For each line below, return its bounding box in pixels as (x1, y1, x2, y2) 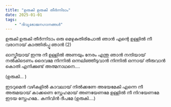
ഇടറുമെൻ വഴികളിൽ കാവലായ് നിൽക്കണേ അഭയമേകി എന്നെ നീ (5, 84, 143, 90)
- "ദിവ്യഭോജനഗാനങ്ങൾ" (14, 22, 63, 27)
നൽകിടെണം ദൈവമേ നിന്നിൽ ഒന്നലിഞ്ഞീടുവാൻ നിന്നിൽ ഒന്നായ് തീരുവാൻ (5, 57, 165, 64)
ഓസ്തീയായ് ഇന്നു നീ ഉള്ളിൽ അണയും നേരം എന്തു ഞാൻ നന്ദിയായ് (5, 52, 146, 58)
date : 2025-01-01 (5, 12, 42, 17)
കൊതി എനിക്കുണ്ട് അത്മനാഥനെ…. (5, 63, 80, 70)
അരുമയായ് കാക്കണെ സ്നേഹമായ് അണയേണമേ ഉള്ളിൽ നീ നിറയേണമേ (5, 90, 159, 96)
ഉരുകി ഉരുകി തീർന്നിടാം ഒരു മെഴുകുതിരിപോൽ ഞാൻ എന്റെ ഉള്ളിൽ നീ (5, 36, 152, 42)
